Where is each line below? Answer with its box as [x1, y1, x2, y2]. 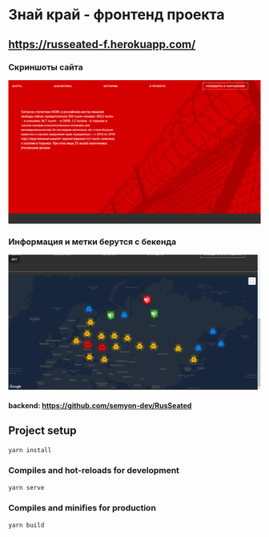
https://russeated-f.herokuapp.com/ [8, 38, 196, 51]
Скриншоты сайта [8, 62, 83, 73]
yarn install [8, 446, 52, 454]
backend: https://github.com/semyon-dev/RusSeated [8, 400, 192, 410]
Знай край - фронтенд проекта [8, 6, 226, 24]
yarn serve [8, 484, 45, 492]
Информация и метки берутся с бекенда [8, 236, 177, 247]
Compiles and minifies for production [8, 502, 156, 513]
